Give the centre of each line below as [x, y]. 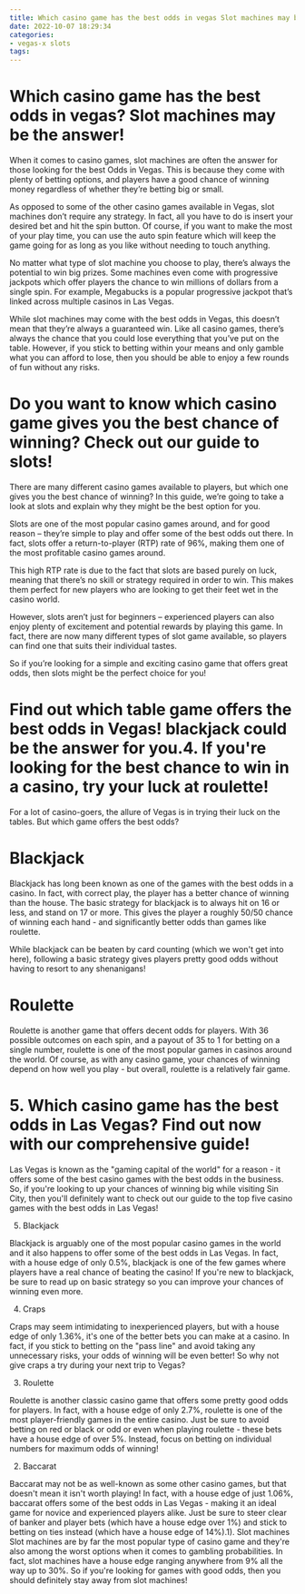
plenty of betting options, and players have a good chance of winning [139, 180]
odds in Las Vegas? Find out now [135, 1125]
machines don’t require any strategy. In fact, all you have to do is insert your [151, 216]
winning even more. [46, 1291]
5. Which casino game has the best [144, 1106]
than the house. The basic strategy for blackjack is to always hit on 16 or [144, 902]
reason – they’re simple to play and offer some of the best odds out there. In [151, 533]
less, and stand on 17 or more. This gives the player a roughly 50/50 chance [151, 912]
